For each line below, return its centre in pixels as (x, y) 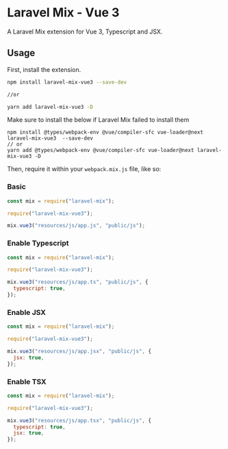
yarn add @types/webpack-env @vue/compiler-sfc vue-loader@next (101, 151)
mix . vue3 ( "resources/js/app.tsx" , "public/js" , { (79, 420)
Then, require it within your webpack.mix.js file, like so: (84, 169)
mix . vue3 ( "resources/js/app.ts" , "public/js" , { (78, 282)
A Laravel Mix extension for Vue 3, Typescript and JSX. (85, 31)
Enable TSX (27, 381)
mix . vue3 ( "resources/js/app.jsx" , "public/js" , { (79, 351)
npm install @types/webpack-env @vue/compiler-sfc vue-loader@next (105, 132)
